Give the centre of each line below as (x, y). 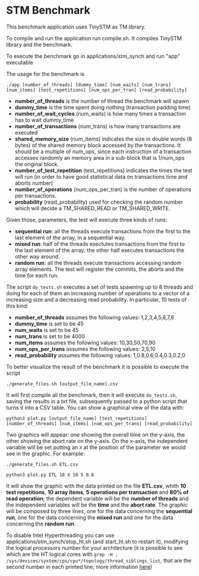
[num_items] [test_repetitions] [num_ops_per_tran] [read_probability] (97, 90)
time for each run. (37, 275)
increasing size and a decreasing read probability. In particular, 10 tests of (97, 299)
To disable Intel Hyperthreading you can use (60, 535)
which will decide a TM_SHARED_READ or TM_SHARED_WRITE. (92, 208)
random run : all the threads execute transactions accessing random (98, 262)
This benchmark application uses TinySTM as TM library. (76, 27)
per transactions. (36, 195)
